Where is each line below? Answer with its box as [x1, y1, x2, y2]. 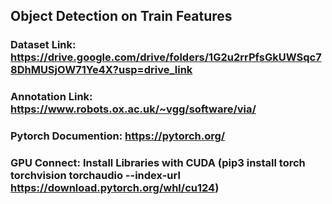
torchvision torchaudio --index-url [10, 169, 181, 183]
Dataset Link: [10, 38, 77, 52]
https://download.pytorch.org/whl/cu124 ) [10, 181, 220, 195]
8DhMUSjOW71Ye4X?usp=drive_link [10, 63, 193, 77]
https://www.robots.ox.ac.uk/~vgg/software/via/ [10, 102, 257, 116]
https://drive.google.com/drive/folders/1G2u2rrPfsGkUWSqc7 [10, 50, 322, 64]
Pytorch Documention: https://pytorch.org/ [10, 129, 226, 143]
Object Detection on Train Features [10, 8, 233, 25]
